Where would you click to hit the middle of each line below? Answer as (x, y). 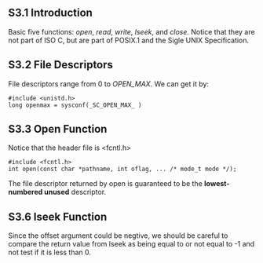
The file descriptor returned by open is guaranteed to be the (105, 184)
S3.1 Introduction (50, 13)
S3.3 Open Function (58, 129)
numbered (26, 192)
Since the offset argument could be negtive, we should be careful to (118, 236)
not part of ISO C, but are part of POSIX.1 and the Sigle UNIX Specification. (129, 40)
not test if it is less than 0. (50, 252)
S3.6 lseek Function (58, 216)
